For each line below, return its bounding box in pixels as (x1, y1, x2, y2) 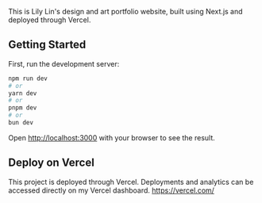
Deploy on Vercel (8, 156, 95, 170)
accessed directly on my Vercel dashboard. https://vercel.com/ (8, 186, 214, 195)
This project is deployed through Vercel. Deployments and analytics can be (8, 177, 254, 186)
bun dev (8, 119, 34, 127)
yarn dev (8, 89, 37, 98)
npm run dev (8, 75, 48, 82)
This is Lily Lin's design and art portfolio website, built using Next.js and (8, 7, 244, 16)
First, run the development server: (8, 59, 120, 68)
